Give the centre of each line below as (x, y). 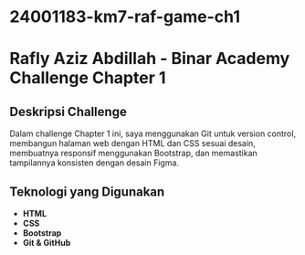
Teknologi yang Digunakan (87, 191)
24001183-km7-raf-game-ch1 (125, 17)
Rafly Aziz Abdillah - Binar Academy (150, 59)
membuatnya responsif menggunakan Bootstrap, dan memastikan (133, 154)
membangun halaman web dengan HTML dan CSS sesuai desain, (132, 143)
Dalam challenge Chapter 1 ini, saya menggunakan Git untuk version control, (153, 133)
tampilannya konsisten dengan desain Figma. (95, 163)
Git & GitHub (47, 243)
